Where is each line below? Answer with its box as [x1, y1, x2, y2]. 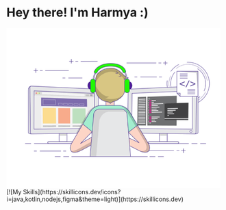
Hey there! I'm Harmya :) [6, 5, 149, 21]
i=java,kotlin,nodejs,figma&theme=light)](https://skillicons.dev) [6, 195, 184, 203]
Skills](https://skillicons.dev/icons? [23, 187, 121, 196]
